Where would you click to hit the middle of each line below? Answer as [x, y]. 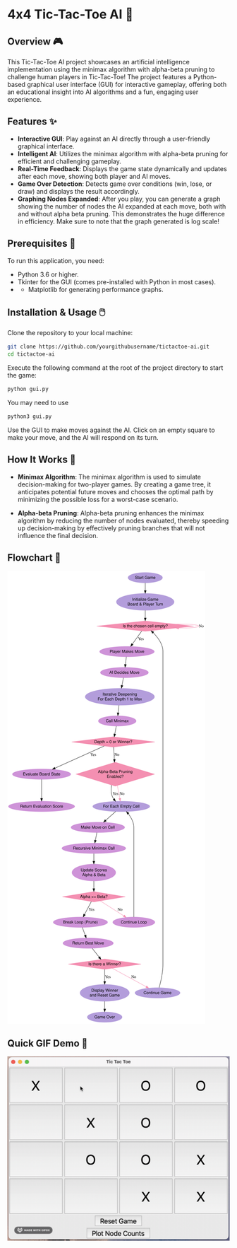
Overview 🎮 [35, 41]
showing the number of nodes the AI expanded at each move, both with [122, 206]
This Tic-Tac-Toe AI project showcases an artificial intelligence [99, 62]
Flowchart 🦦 [34, 558]
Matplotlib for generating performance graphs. [96, 289]
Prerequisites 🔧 [42, 244]
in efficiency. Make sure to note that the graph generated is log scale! [119, 221]
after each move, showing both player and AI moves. [94, 176]
